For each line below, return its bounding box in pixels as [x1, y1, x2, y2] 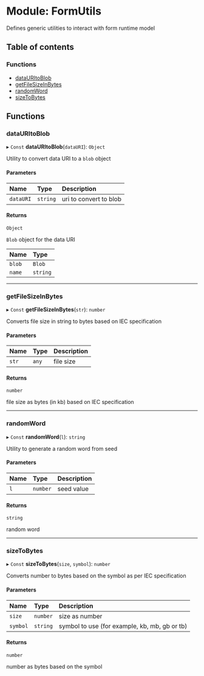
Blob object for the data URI [6, 235, 76, 243]
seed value [57, 484, 89, 493]
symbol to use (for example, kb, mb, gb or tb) [58, 622, 188, 630]
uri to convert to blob [61, 195, 121, 203]
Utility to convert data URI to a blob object [6, 155, 111, 162]
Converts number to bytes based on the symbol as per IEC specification [6, 572, 186, 579]
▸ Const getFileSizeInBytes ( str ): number [6, 306, 106, 313]
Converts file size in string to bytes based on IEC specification [6, 318, 162, 325]
